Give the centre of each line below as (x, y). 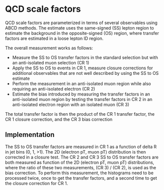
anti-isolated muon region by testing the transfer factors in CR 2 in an (82, 99)
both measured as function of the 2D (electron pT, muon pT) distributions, (80, 162)
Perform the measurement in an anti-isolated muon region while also (82, 83)
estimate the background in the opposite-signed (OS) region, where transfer (82, 33)
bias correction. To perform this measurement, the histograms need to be (79, 173)
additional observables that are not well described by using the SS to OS (85, 73)
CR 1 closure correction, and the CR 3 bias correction (59, 119)
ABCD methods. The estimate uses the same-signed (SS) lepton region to (80, 28)
